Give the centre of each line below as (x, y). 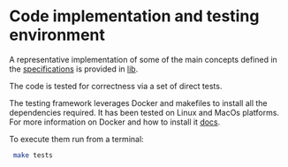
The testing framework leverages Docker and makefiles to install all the (138, 102)
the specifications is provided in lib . (74, 69)
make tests (33, 155)
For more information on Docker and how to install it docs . (115, 122)
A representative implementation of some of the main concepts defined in (144, 59)
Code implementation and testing (134, 16)
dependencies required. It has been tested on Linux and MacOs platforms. (144, 112)
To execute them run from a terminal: (76, 139)
